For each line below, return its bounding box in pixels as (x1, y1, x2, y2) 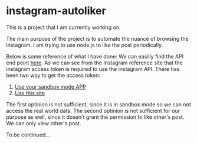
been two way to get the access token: (6, 71, 100, 79)
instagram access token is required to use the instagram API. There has (6, 65, 180, 72)
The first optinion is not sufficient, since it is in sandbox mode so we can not (6, 100, 192, 108)
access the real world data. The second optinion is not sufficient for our (6, 107, 180, 114)
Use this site (14, 89, 45, 96)
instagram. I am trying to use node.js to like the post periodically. (6, 41, 163, 48)
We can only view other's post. (6, 119, 81, 126)
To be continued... (6, 131, 50, 138)
